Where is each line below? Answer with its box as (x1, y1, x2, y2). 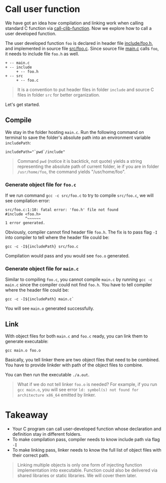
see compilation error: (5, 198, 51, 204)
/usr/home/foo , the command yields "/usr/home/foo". (17, 168, 126, 175)
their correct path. (12, 452, 50, 459)
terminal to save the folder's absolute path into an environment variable (5, 134, 151, 140)
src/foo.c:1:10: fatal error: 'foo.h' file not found (5, 208, 119, 213)
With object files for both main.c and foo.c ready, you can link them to (5, 333, 148, 339)
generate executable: (5, 339, 49, 345)
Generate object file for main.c (5, 265, 79, 272)
